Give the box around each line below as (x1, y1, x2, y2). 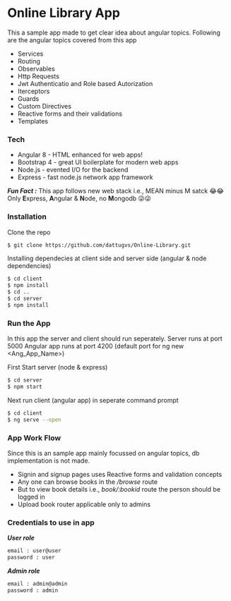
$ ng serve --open (7, 416, 61, 423)
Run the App (7, 318, 51, 328)
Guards (17, 94, 40, 103)
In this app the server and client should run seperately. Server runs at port (7, 334, 223, 343)
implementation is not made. (7, 456, 90, 465)
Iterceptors (17, 87, 50, 95)
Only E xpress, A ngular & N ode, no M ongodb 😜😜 (7, 194, 152, 202)
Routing (17, 56, 41, 65)
